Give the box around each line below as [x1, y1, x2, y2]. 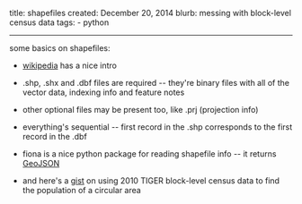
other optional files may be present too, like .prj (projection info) [22, 105, 259, 115]
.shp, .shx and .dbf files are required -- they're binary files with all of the [22, 78, 290, 88]
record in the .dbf [22, 132, 87, 141]
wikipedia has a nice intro [22, 60, 117, 71]
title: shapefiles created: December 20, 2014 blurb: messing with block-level [9, 8, 292, 18]
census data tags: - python [9, 17, 110, 28]
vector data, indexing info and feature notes [22, 87, 185, 98]
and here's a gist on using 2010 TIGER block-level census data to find [22, 175, 280, 186]
